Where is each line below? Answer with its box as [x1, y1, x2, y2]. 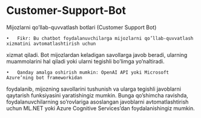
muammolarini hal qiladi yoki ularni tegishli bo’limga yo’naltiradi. [6, 57, 165, 65]
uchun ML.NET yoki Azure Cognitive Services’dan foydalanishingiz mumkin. [6, 104, 195, 112]
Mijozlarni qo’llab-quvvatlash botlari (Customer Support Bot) [6, 24, 157, 31]
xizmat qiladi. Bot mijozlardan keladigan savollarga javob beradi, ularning [6, 51, 188, 58]
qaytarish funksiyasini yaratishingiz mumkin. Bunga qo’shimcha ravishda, [6, 91, 189, 99]
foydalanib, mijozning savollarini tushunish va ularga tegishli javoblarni [6, 85, 182, 93]
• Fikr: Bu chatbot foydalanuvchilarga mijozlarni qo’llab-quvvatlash [6, 35, 194, 41]
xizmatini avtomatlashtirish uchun [6, 41, 96, 47]
